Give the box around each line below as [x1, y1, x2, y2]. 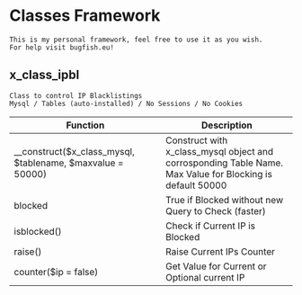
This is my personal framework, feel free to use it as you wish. [9, 35, 263, 44]
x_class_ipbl [9, 67, 80, 83]
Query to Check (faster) [165, 204, 267, 217]
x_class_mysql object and [165, 145, 274, 157]
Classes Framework [9, 5, 161, 26]
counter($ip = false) [13, 265, 99, 278]
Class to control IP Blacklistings [9, 91, 143, 100]
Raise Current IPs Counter [165, 245, 276, 257]
